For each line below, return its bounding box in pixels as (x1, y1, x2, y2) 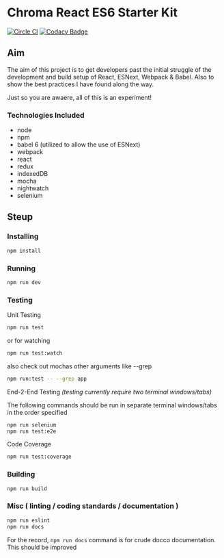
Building (7, 470, 36, 479)
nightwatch (16, 184, 49, 192)
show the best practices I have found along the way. (7, 80, 154, 88)
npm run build (7, 485, 48, 492)
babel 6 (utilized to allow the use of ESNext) (16, 140, 141, 149)
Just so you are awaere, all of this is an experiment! (7, 93, 152, 101)
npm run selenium (7, 421, 57, 429)
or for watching (7, 336, 51, 344)
